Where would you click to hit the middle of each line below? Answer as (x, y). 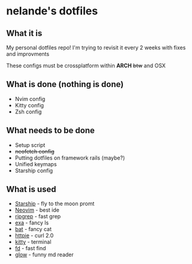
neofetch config (35, 151)
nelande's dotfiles (52, 11)
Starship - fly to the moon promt (55, 204)
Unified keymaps (36, 164)
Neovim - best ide (37, 210)
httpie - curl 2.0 (34, 236)
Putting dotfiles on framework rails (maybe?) (70, 158)
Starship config (34, 170)
